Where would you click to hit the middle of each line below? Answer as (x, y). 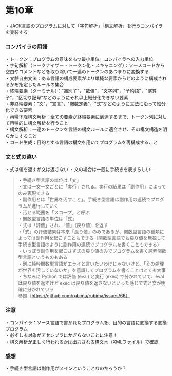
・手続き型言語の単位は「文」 (49, 180)
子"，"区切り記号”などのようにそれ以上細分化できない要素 (67, 98)
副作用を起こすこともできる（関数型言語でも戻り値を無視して (101, 238)
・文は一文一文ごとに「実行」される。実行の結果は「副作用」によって (92, 186)
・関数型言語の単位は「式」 (47, 218)
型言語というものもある (43, 257)
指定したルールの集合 (41, 85)
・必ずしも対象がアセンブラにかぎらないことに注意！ (62, 335)
